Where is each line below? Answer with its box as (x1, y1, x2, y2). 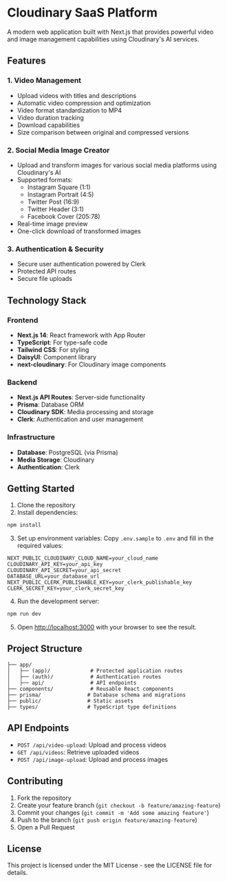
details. (7, 868, 28, 877)
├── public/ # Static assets (7, 697, 134, 705)
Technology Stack (7, 295, 87, 306)
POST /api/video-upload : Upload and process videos (17, 741, 166, 749)
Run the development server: (17, 597, 100, 605)
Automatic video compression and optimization (17, 99, 151, 107)
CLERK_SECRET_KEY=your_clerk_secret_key (7, 585, 125, 592)
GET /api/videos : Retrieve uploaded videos (17, 747, 140, 756)
